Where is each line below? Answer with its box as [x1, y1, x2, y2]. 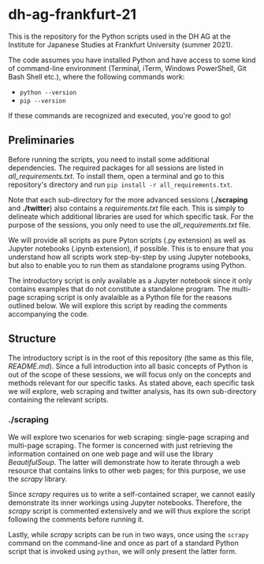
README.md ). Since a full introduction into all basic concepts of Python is [8, 361, 248, 371]
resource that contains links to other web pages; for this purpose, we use [8, 466, 246, 475]
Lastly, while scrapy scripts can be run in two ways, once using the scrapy [8, 529, 250, 539]
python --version [19, 88, 77, 96]
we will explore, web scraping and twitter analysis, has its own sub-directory [8, 386, 257, 395]
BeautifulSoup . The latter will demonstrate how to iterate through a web [8, 457, 240, 466]
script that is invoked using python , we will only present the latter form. [8, 546, 237, 556]
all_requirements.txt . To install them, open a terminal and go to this [8, 171, 225, 180]
